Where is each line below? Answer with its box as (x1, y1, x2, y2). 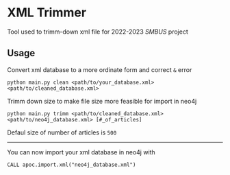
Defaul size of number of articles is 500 (7, 128, 117, 137)
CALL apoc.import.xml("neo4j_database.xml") (7, 161, 136, 168)
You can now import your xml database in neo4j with (7, 148, 155, 156)
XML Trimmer (7, 5, 87, 21)
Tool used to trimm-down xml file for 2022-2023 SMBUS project (7, 27, 188, 36)
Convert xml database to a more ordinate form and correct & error (7, 65, 192, 73)
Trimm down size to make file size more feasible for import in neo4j (7, 97, 197, 105)
